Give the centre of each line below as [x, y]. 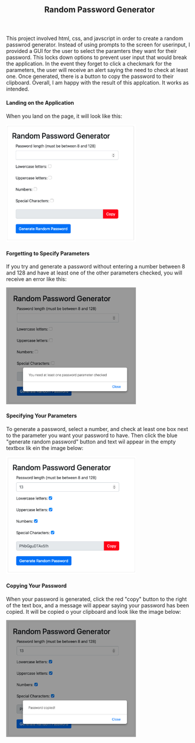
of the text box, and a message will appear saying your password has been [98, 605]
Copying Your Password [36, 585]
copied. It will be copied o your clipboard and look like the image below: [94, 611]
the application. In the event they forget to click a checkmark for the [89, 64]
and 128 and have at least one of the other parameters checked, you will [94, 273]
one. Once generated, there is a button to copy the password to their [90, 76]
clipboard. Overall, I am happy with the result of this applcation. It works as [97, 83]
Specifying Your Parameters [41, 416]
